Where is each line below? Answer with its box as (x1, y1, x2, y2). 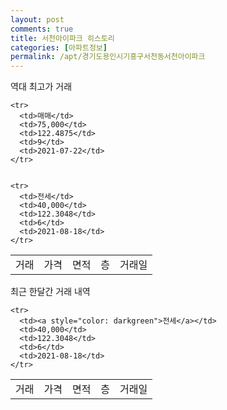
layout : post (10, 14, 65, 25)
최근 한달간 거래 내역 (10, 286, 91, 298)
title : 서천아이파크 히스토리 (10, 33, 115, 43)
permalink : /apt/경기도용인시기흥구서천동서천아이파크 (10, 52, 206, 62)
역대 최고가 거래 (10, 81, 73, 93)
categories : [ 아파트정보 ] (10, 42, 108, 53)
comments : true (10, 24, 74, 34)
